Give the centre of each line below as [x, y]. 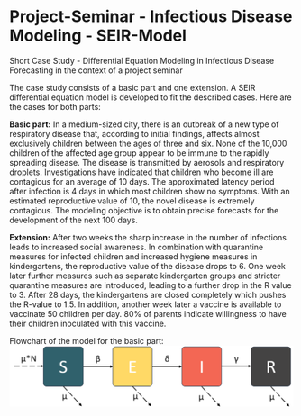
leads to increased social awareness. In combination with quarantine [137, 247]
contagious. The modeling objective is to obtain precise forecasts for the [144, 210]
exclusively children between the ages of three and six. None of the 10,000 [148, 143]
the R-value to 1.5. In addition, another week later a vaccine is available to [146, 304]
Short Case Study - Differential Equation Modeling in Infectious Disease [142, 60]
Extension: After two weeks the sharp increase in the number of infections [148, 237]
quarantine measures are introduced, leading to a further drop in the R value [150, 285]
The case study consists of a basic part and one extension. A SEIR [132, 87]
